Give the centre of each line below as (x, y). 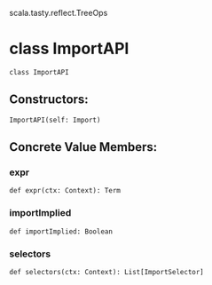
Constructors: (49, 100)
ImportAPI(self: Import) (55, 120)
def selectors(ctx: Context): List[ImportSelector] (106, 273)
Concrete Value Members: (83, 147)
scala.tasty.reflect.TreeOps (59, 13)
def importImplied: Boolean (61, 231)
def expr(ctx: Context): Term (65, 191)
